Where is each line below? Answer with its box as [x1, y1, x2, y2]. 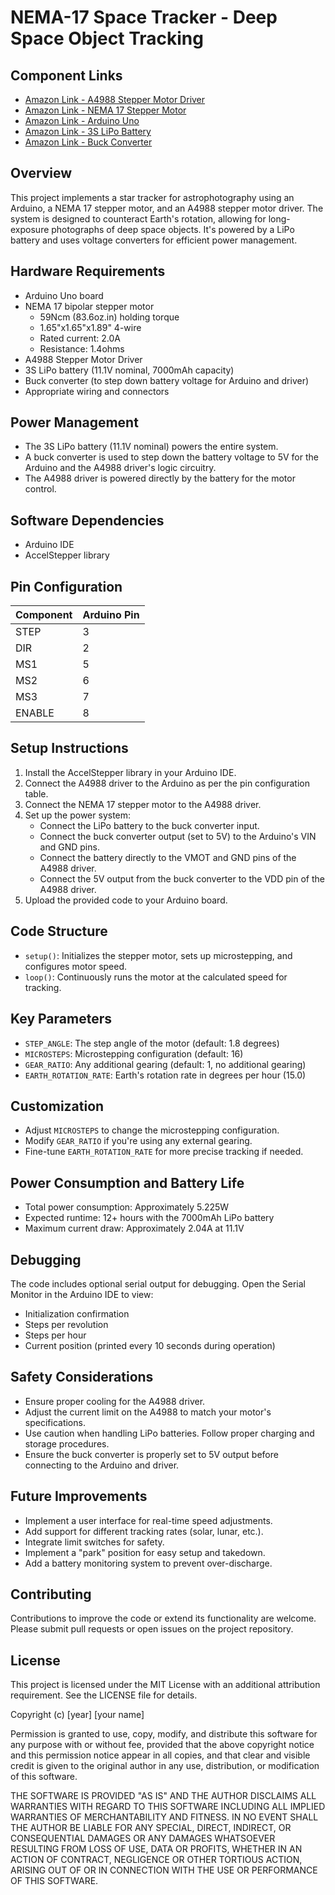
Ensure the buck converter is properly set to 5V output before [24, 1448, 279, 1460]
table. [24, 787, 49, 800]
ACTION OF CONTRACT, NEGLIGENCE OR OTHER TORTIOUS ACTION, [10, 1854, 303, 1866]
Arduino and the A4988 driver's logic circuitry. [24, 462, 217, 474]
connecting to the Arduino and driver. [24, 1459, 180, 1471]
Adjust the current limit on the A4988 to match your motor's [24, 1406, 272, 1418]
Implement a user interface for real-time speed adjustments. [24, 1514, 273, 1526]
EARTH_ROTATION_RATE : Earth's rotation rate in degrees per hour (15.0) [24, 1069, 307, 1081]
